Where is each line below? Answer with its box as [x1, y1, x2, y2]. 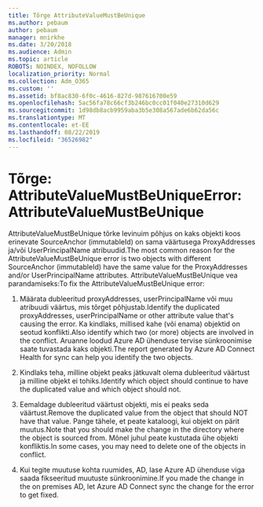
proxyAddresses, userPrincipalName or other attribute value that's [19, 311, 234, 321]
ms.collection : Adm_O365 [8, 77, 89, 85]
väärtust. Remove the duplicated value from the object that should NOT [19, 408, 249, 417]
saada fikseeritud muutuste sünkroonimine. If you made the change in [19, 473, 244, 483]
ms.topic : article [8, 56, 68, 64]
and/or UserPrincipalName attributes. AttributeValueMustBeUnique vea [8, 270, 238, 280]
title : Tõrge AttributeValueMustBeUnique [8, 11, 146, 20]
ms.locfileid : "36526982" [8, 135, 93, 144]
